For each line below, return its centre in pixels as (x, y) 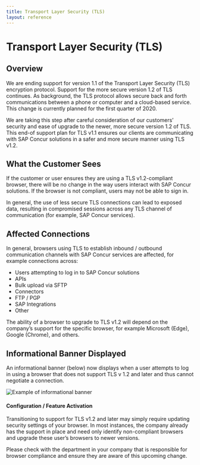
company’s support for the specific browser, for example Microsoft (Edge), (98, 328)
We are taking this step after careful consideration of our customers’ (90, 120)
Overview (25, 69)
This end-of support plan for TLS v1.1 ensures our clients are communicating (100, 132)
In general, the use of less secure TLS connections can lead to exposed (94, 203)
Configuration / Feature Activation (49, 405)
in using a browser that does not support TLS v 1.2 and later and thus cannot (100, 374)
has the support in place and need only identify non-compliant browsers (95, 432)
